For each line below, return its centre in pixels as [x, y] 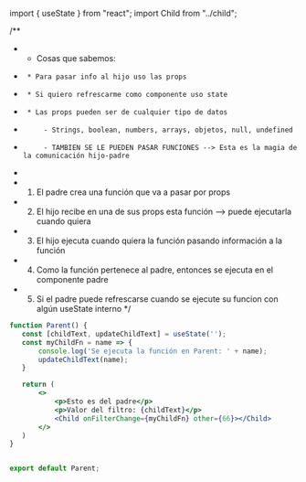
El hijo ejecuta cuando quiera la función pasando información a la [159, 241]
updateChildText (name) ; [83, 359]
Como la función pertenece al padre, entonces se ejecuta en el [155, 270]
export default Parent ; [55, 469]
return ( [38, 385]
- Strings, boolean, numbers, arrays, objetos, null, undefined [169, 130]
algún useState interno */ [84, 309]
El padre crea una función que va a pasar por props [133, 192]
